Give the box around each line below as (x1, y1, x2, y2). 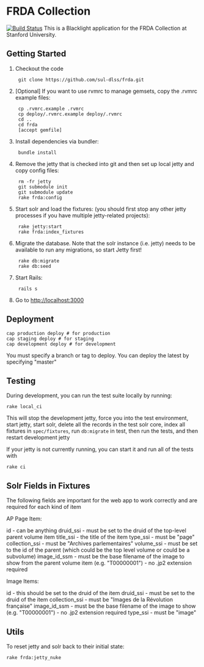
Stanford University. (6, 31, 57, 38)
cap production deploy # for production (6, 330, 111, 336)
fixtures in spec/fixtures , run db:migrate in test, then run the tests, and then (6, 427, 199, 434)
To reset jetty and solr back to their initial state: (6, 643, 125, 650)
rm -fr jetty (18, 178, 51, 184)
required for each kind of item (6, 503, 81, 511)
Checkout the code (15, 65, 64, 72)
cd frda (18, 121, 38, 128)
